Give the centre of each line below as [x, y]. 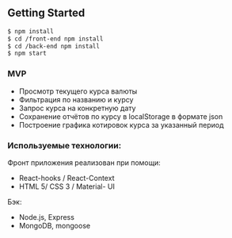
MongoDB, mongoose [55, 225]
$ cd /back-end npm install [54, 46]
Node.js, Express [46, 217]
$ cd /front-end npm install [55, 39]
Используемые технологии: [65, 145]
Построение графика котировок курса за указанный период [121, 125]
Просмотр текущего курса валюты [78, 91]
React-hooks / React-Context [67, 178]
